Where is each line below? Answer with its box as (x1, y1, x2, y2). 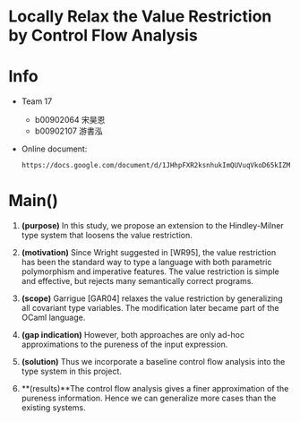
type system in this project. (21, 366, 122, 377)
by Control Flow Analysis (8, 25, 198, 46)
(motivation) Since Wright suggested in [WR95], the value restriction (21, 247, 277, 258)
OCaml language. (21, 312, 86, 323)
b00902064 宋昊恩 (34, 115, 106, 125)
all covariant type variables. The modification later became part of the (21, 303, 279, 314)
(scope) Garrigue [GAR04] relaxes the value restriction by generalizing (21, 293, 283, 304)
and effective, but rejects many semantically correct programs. (21, 276, 254, 287)
